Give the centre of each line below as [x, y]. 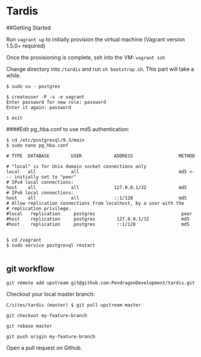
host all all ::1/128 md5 [97, 198]
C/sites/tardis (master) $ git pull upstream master [74, 305]
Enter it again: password [39, 107]
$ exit [14, 118]
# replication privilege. [39, 209]
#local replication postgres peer [99, 214]
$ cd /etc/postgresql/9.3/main [45, 140]
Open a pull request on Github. [44, 347]
